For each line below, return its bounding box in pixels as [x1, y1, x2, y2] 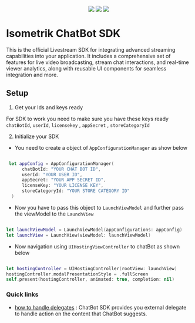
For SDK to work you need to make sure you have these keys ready [6, 115, 169, 122]
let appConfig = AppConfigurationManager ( [8, 160, 115, 167]
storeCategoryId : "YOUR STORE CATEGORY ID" [21, 188, 130, 194]
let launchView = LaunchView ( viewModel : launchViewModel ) [6, 232, 151, 238]
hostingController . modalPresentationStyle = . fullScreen [6, 271, 149, 277]
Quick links [6, 291, 39, 299]
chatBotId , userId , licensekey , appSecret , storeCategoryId [6, 121, 150, 129]
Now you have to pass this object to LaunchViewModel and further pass [14, 204, 184, 211]
